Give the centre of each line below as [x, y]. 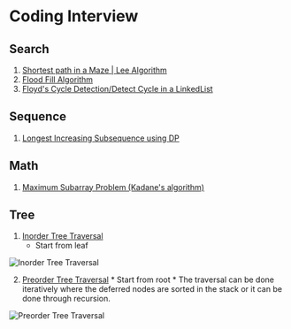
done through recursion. [66, 299]
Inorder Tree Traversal [62, 236]
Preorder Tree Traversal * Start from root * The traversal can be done [148, 279]
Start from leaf [61, 246]
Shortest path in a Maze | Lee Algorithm [95, 70]
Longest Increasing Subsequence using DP [100, 138]
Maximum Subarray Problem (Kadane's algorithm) [113, 187]
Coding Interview [74, 16]
